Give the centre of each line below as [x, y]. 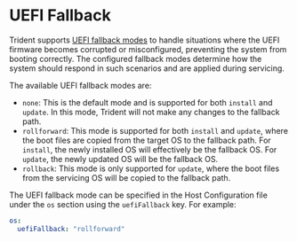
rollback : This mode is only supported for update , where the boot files [151, 168]
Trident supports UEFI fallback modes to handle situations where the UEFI [144, 40]
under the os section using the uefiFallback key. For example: [123, 204]
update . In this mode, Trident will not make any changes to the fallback [151, 112]
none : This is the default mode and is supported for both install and [147, 102]
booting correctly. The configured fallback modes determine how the [136, 58]
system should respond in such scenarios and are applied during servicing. [147, 68]
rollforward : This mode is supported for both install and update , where [155, 130]
